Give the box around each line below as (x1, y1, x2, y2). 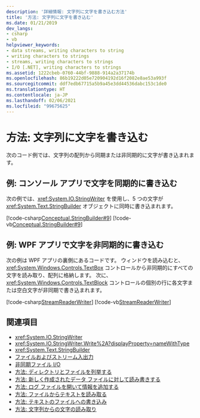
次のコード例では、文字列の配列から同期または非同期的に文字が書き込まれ (6, 152, 189, 159)
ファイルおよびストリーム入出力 (14, 353, 94, 360)
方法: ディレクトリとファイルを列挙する (14, 368, 112, 375)
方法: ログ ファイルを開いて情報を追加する (14, 383, 119, 390)
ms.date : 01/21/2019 (6, 20, 58, 26)
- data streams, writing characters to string (6, 48, 124, 54)
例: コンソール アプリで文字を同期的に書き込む (6, 178, 177, 188)
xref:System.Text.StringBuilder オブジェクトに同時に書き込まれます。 (6, 202, 177, 210)
